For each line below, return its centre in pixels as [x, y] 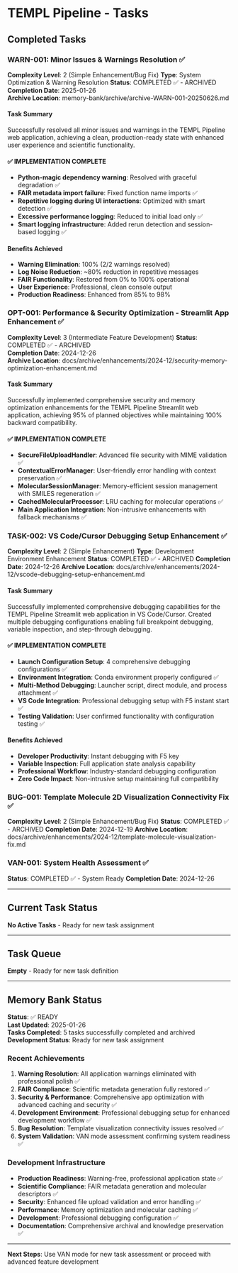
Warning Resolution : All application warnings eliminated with [107, 1074]
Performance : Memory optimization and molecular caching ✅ [108, 1209]
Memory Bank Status [55, 999]
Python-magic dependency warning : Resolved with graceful [107, 177]
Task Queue [34, 953]
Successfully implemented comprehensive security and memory [101, 399]
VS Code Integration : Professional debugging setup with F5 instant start [123, 700]
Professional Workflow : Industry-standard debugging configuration [117, 771]
